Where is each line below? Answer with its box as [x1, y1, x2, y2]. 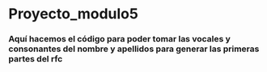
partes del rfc [8, 54, 63, 65]
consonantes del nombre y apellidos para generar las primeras [8, 43, 260, 54]
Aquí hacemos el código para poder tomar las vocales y [8, 34, 231, 45]
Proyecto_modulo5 [8, 5, 139, 23]
